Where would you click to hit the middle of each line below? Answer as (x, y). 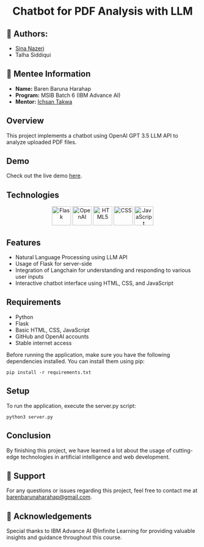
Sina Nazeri (30, 48)
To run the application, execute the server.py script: (71, 406)
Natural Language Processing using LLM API (71, 257)
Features (24, 242)
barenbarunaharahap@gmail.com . (49, 497)
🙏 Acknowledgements (49, 516)
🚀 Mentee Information (49, 74)
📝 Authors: (27, 34)
